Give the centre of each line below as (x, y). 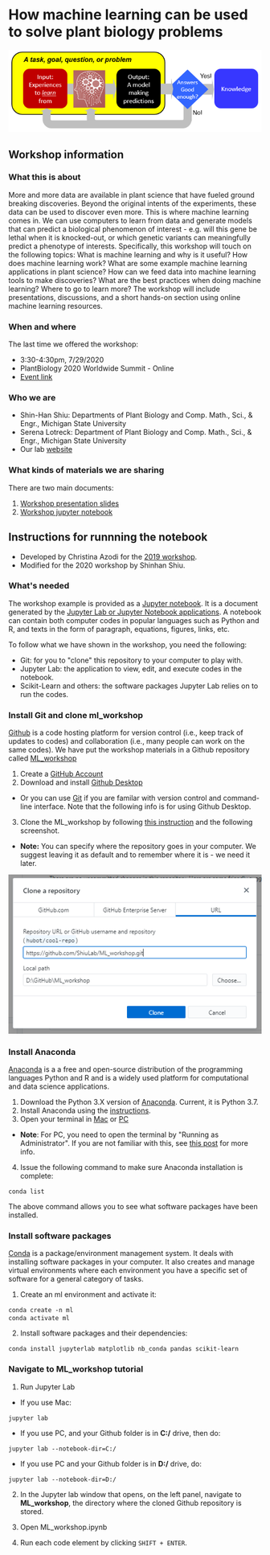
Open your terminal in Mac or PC (74, 1119)
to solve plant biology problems (116, 32)
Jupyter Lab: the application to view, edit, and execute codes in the (131, 668)
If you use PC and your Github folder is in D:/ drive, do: (111, 1463)
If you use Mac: (46, 1402)
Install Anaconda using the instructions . (85, 1110)
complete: (37, 1176)
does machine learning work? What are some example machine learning (128, 263)
